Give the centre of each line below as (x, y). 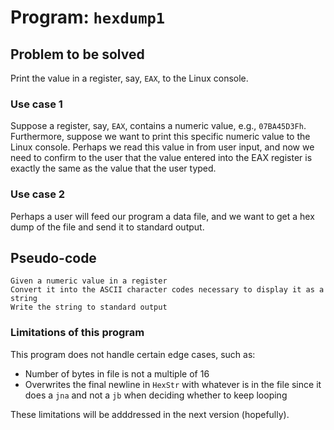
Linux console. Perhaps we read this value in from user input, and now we (162, 147)
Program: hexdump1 (88, 17)
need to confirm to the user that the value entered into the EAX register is (161, 158)
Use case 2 (38, 194)
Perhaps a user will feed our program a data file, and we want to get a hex (162, 216)
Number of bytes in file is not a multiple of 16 (117, 373)
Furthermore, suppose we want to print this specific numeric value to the (160, 137)
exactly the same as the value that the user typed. (113, 168)
